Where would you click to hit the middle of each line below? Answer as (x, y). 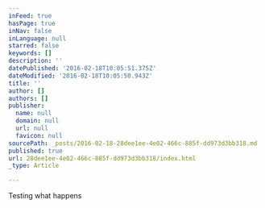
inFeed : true (30, 16)
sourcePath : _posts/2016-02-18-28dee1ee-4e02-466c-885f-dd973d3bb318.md (133, 143)
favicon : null (39, 135)
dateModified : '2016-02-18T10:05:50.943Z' (81, 76)
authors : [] (28, 98)
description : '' (35, 61)
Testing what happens (45, 196)
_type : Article (34, 166)
